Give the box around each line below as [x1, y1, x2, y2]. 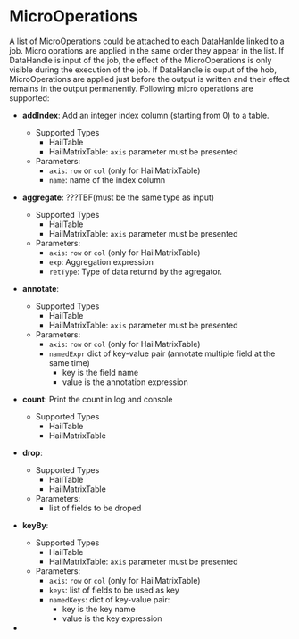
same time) [48, 357, 91, 368]
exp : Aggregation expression [48, 256, 154, 267]
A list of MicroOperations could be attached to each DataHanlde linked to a [9, 36, 285, 46]
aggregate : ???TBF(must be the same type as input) [21, 192, 215, 203]
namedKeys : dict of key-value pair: [48, 593, 170, 604]
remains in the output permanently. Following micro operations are [9, 83, 253, 94]
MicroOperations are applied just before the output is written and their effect [9, 73, 290, 84]
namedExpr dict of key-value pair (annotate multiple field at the [48, 348, 276, 359]
